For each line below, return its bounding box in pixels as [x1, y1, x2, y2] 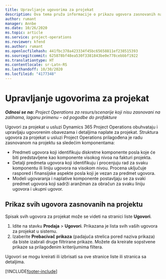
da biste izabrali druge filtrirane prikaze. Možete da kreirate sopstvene [12, 239, 156, 244]
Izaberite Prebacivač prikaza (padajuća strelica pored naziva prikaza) [12, 233, 155, 239]
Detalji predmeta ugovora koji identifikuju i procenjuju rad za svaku [12, 159, 148, 165]
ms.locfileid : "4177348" [5, 72, 56, 77]
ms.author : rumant [5, 44, 43, 49]
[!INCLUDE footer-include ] [5, 268, 58, 274]
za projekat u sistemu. [12, 228, 58, 234]
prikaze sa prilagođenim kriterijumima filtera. [12, 244, 103, 250]
